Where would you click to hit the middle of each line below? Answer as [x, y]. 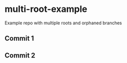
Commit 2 [20, 55]
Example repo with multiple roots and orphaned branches [63, 23]
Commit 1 [19, 38]
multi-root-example [46, 9]
